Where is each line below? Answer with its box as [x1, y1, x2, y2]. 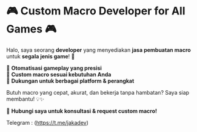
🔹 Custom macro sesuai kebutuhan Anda [6, 71, 112, 78]
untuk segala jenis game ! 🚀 [6, 52, 75, 60]
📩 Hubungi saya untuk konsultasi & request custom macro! [6, 107, 158, 115]
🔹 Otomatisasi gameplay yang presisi [6, 64, 102, 72]
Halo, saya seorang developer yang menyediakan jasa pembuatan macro [6, 46, 191, 54]
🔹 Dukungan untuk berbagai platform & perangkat [6, 77, 135, 84]
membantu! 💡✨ [6, 95, 44, 102]
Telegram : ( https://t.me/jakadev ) [6, 119, 89, 126]
